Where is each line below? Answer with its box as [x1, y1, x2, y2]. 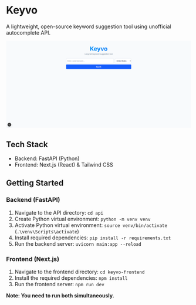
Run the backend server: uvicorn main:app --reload [14, 240, 142, 247]
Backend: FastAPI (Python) [14, 155, 80, 162]
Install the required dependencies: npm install [14, 274, 128, 282]
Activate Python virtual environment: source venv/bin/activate [14, 221, 168, 229]
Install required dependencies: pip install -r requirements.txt [14, 234, 171, 241]
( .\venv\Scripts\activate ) [14, 228, 79, 235]
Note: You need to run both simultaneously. [6, 292, 114, 299]
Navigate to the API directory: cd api [14, 209, 104, 216]
